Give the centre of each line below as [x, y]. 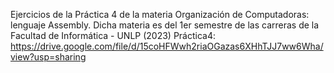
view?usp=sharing [48, 57]
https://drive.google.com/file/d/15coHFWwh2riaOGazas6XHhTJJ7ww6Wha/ [167, 46]
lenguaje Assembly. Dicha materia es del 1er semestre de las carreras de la [165, 25]
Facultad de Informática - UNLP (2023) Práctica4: [113, 35]
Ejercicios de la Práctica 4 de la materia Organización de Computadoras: [160, 14]
